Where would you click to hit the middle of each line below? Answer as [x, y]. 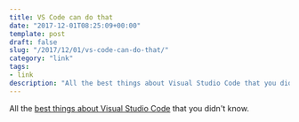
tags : [19, 67]
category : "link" [41, 58]
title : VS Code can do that [61, 17]
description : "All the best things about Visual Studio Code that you [143, 83]
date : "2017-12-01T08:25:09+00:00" [75, 26]
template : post [37, 34]
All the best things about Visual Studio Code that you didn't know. [129, 108]
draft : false [33, 42]
